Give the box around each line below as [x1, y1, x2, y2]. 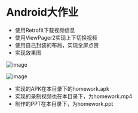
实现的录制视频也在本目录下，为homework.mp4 [14, 93, 133, 100]
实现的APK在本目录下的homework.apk [14, 85, 109, 92]
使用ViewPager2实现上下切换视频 [14, 34, 97, 41]
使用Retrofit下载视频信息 [14, 26, 75, 34]
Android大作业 [6, 5, 79, 19]
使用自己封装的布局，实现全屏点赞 [14, 41, 99, 49]
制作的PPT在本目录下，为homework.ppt [14, 100, 114, 107]
